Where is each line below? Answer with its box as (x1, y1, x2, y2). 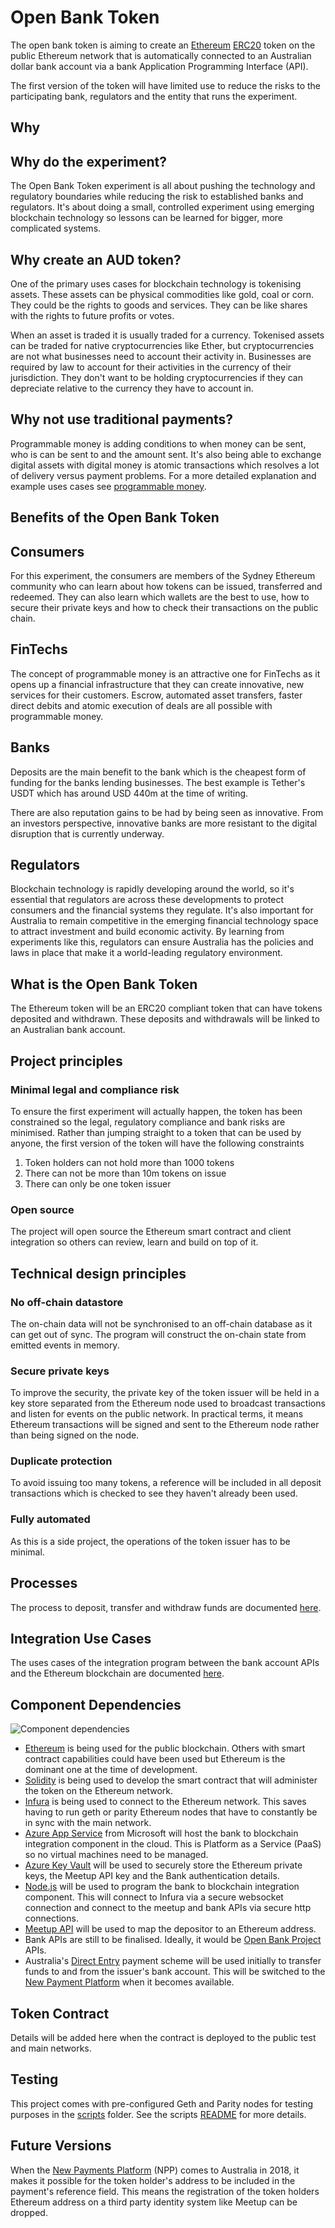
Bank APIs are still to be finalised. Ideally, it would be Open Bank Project (24, 1934, 322, 1946)
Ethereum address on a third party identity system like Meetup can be (10, 2196, 298, 2208)
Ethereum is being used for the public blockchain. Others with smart (24, 1742, 306, 1755)
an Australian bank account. (10, 1024, 126, 1036)
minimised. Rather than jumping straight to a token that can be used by (10, 1126, 302, 1138)
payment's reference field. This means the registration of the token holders (10, 2185, 320, 2197)
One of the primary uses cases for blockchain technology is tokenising (10, 277, 302, 290)
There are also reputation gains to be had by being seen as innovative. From (10, 806, 324, 818)
